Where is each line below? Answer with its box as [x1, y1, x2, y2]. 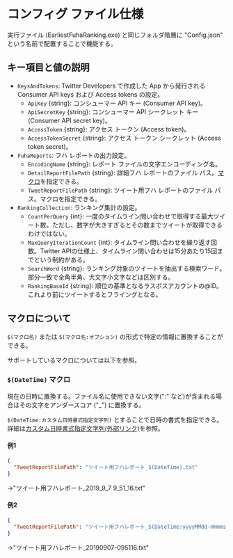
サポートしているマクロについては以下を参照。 [7, 356, 141, 364]
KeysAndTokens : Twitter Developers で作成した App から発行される [17, 81, 206, 90]
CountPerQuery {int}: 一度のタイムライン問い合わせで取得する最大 [27, 212, 214, 220]
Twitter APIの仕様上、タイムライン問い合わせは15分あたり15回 [40, 246, 218, 255]
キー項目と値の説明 [7, 62, 90, 74]
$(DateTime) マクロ [7, 375, 71, 385]
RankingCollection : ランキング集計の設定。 [17, 203, 141, 212]
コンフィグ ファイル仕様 [7, 6, 144, 22]
